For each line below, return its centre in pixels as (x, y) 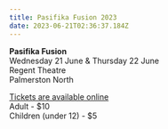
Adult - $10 (30, 106)
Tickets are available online (59, 97)
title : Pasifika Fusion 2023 (63, 17)
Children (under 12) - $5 (53, 116)
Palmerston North (41, 79)
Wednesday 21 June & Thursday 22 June (84, 60)
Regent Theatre (38, 70)
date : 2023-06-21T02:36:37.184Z (69, 26)
